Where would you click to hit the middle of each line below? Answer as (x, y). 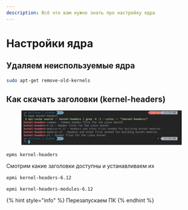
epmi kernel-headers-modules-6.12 (50, 189)
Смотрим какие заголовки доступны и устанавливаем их (80, 166)
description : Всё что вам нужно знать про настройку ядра (81, 13)
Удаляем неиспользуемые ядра (71, 66)
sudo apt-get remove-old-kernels (48, 80)
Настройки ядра (50, 43)
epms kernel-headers (32, 154)
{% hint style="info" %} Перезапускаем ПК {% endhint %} (80, 200)
